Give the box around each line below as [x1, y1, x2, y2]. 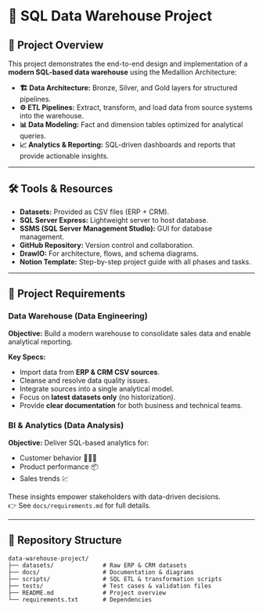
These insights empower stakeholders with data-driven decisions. [8, 492, 221, 501]
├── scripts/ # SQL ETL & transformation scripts [8, 575, 222, 583]
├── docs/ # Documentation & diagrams [8, 568, 194, 576]
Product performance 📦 [19, 462, 99, 471]
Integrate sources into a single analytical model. [19, 384, 175, 393]
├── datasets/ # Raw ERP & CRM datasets [8, 561, 188, 569]
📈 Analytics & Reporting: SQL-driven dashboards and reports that [19, 140, 236, 149]
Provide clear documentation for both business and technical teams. [19, 400, 243, 410]
